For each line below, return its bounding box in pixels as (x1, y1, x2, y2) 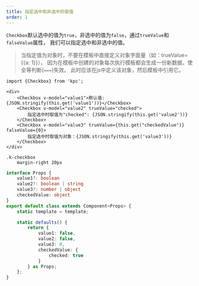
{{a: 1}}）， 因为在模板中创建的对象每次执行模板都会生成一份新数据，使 (20, 59, 193, 66)
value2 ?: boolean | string (17, 181, 84, 187)
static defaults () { (17, 219, 68, 225)
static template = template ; (17, 209, 89, 215)
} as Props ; (27, 263, 58, 269)
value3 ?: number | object (17, 187, 81, 193)
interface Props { (6, 170, 52, 176)
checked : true (48, 252, 84, 259)
